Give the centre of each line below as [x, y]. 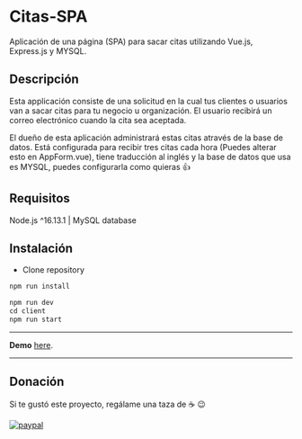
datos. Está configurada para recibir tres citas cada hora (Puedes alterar [143, 147]
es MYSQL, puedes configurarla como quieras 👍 [100, 166]
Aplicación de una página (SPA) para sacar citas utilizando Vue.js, [131, 41]
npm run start [36, 319]
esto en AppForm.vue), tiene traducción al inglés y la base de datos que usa [150, 157]
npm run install [40, 287]
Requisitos [40, 198]
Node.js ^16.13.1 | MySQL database [73, 220]
